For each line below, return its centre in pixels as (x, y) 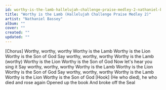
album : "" (15, 23)
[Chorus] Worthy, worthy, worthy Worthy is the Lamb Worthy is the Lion (78, 51)
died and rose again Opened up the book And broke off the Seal (70, 82)
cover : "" (15, 28)
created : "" (17, 32)
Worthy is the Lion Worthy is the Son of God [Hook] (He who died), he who (81, 77)
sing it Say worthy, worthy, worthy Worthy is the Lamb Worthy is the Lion (79, 66)
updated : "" (17, 37)
